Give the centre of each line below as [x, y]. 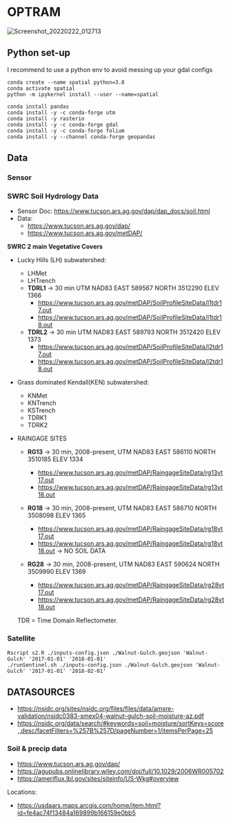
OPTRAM [34, 12]
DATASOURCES [41, 692]
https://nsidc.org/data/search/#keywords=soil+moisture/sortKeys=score [120, 723]
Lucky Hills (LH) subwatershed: [62, 260]
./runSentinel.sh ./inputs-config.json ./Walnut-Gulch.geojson [100, 665]
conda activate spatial [41, 88]
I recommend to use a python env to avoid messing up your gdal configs [110, 69]
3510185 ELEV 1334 [56, 459]
